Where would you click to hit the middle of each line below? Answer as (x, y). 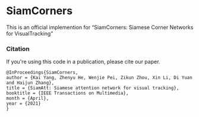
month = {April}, (28, 99)
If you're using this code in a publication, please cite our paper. (83, 62)
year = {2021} (24, 104)
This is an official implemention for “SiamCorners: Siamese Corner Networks (100, 27)
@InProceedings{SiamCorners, (42, 73)
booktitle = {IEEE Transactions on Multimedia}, (67, 93)
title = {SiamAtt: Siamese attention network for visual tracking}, (93, 88)
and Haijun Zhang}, (30, 83)
